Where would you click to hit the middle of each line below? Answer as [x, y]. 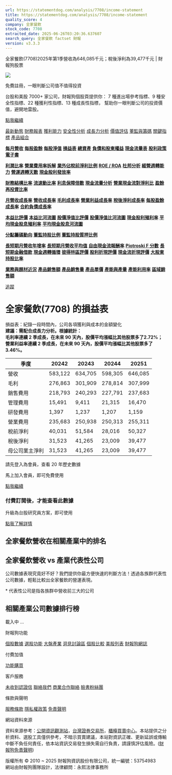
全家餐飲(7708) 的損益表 [57, 309]
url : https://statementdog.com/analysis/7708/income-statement [74, 10]
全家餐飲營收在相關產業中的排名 [56, 541]
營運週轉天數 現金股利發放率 [41, 172]
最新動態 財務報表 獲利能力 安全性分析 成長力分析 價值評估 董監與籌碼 [79, 131]
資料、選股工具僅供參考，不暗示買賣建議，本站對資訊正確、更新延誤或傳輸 [88, 737]
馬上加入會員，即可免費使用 [35, 475]
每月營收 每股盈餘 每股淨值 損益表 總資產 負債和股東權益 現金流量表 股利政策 [86, 148]
